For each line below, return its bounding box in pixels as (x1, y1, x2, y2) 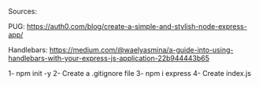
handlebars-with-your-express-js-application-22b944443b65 (8, 54, 210, 63)
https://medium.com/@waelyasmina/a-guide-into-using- (49, 45, 234, 54)
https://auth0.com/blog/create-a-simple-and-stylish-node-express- (26, 22, 248, 30)
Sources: (8, 7, 38, 16)
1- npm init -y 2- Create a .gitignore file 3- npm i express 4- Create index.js (8, 69, 252, 77)
